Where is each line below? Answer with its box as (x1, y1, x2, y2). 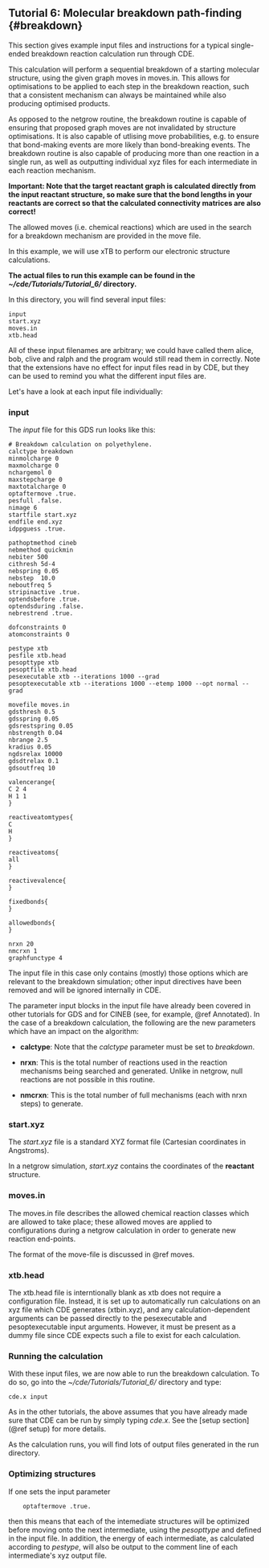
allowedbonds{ (8, 919, 56, 927)
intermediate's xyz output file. (8, 1550, 107, 1560)
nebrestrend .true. (8, 610, 74, 618)
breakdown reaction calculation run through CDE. (31, 48, 195, 59)
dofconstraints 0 (8, 623, 67, 632)
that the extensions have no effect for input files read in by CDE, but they (8, 362, 250, 372)
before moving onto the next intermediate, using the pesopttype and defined (8, 1525, 262, 1534)
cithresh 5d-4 (8, 560, 56, 569)
